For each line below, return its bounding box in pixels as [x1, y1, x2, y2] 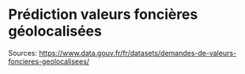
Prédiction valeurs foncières [8, 6, 198, 24]
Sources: [8, 48, 38, 57]
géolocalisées [8, 22, 103, 40]
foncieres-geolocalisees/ [8, 57, 89, 66]
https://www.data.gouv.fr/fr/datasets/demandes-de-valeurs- [39, 48, 237, 57]
